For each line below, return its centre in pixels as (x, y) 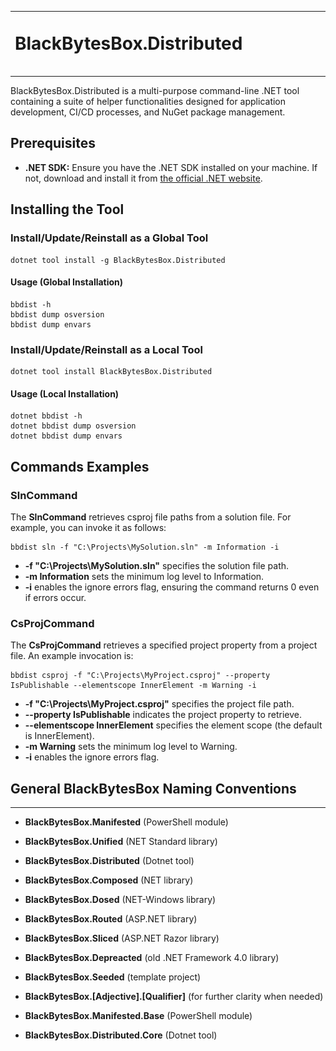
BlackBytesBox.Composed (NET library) (109, 880)
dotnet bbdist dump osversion (73, 426)
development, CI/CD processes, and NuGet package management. (148, 112)
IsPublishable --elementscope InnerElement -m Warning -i (133, 686)
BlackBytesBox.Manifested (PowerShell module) (126, 822)
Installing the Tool (67, 209)
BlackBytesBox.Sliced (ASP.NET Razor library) (122, 938)
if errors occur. (55, 597)
